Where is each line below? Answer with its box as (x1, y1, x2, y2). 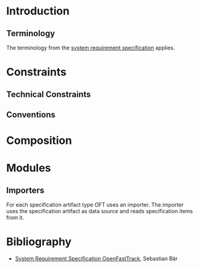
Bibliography (6, 235, 72, 249)
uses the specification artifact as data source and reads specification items (6, 208, 193, 215)
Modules (6, 161, 51, 175)
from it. (6, 214, 24, 221)
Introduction (6, 4, 70, 18)
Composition (6, 134, 72, 148)
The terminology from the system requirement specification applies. (6, 44, 175, 51)
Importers (6, 185, 45, 195)
